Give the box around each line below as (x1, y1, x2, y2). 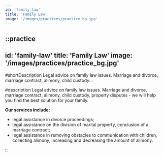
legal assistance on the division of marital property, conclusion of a (12, 122, 149, 127)
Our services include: (5, 107, 50, 113)
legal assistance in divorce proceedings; (12, 116, 95, 122)
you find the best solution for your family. (5, 97, 89, 103)
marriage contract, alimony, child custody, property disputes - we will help (5, 92, 156, 98)
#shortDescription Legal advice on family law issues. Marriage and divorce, (5, 72, 159, 78)
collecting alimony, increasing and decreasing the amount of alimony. (12, 137, 153, 143)
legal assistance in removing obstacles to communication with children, (12, 132, 158, 138)
